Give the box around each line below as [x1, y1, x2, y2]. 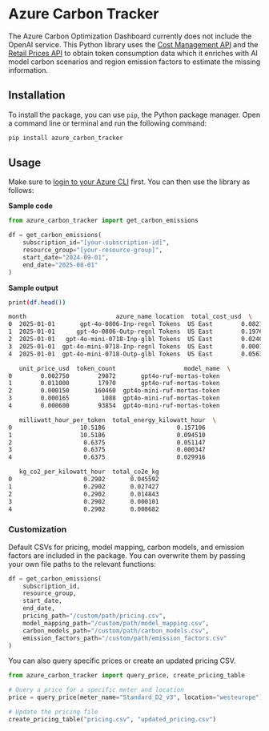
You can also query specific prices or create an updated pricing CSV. [8, 656, 236, 665]
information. [8, 65, 49, 74]
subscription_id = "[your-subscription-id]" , [22, 239, 171, 247]
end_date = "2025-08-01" [22, 261, 98, 269]
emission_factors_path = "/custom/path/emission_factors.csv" [22, 634, 227, 642]
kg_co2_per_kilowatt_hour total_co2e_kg [18, 468, 159, 476]
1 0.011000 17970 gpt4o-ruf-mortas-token [8, 380, 220, 388]
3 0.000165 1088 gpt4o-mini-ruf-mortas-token [8, 394, 220, 403]
